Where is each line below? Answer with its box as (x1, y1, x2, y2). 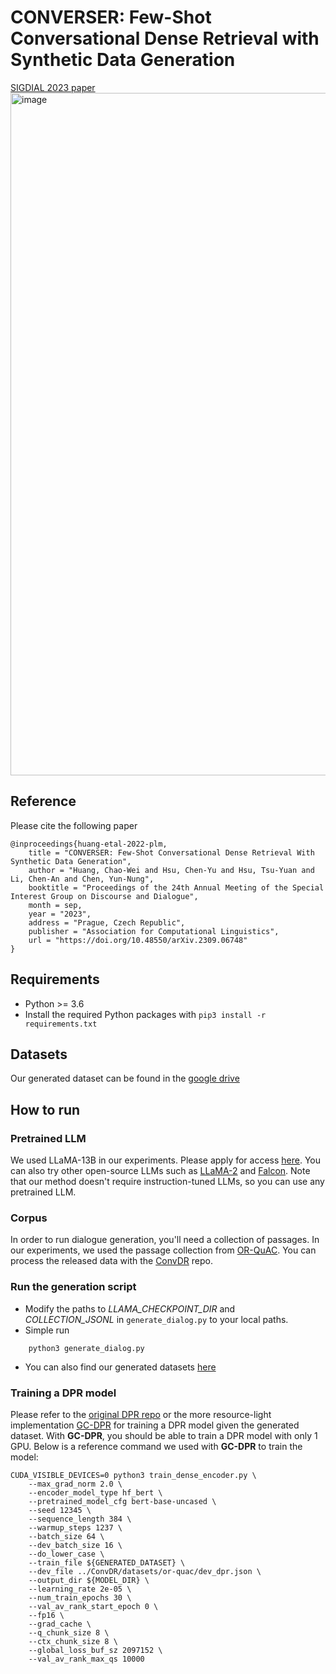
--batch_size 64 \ (28, 1531, 105, 1541)
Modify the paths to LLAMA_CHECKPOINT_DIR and (24, 1302, 236, 1315)
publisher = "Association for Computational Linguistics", (28, 926, 280, 936)
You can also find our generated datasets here (24, 1361, 217, 1373)
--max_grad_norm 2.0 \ (28, 1479, 123, 1489)
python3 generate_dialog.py (28, 1343, 145, 1353)
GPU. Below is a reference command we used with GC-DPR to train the (10, 1440, 303, 1452)
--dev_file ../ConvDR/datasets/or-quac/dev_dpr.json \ (28, 1566, 262, 1576)
